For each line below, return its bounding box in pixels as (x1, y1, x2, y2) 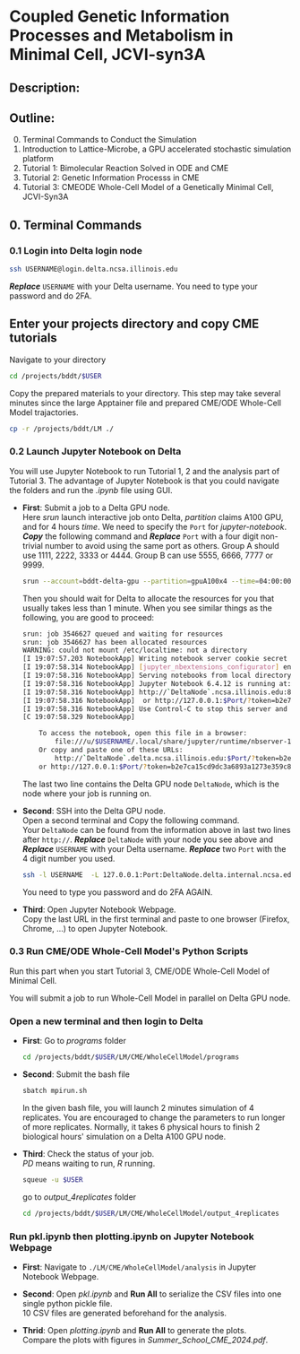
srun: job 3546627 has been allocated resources (21, 638, 208, 647)
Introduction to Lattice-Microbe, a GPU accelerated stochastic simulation (21, 143, 292, 154)
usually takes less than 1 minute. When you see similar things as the (21, 603, 273, 613)
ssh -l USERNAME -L (21, 870, 99, 880)
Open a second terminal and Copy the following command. (21, 814, 240, 826)
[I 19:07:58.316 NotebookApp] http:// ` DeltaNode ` (21, 688, 212, 697)
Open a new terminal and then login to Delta (9, 1015, 204, 1028)
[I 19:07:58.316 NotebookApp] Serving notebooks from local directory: (21, 671, 296, 681)
